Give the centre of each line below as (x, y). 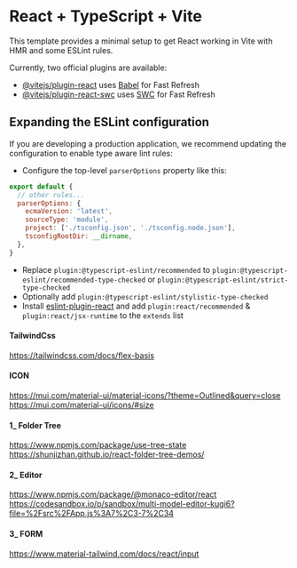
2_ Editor (26, 475)
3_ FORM (26, 534)
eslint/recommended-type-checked (84, 280)
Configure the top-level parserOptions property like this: (125, 170)
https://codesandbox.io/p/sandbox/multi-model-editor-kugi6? (122, 504)
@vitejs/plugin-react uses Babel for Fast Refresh (111, 84)
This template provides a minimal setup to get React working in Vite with (141, 41)
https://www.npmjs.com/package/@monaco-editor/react (113, 494)
